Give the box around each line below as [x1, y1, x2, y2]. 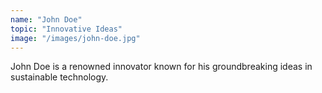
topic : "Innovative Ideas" [10, 24, 123, 34]
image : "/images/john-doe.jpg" [10, 33, 141, 43]
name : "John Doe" [10, 14, 83, 25]
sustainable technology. [10, 71, 109, 83]
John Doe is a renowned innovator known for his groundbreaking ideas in [10, 61, 313, 73]
